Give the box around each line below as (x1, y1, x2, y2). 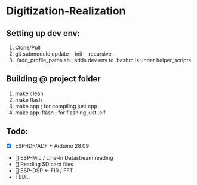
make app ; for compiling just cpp (14, 102, 97, 110)
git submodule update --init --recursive (14, 50, 112, 57)
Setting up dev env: (6, 28, 81, 38)
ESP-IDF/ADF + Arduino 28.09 (14, 142, 90, 149)
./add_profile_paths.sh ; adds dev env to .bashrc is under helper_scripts (14, 57, 192, 63)
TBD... (14, 173, 30, 180)
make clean (14, 90, 44, 97)
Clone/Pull (14, 44, 41, 51)
